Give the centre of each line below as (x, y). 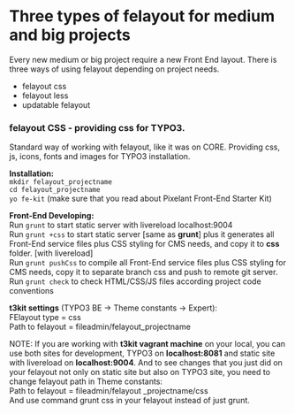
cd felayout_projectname (55, 190)
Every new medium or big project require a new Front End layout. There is (143, 59)
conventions (32, 291)
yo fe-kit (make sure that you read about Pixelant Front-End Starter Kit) (140, 199)
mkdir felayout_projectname (61, 182)
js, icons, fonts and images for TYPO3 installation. (100, 157)
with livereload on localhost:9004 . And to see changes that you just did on (146, 363)
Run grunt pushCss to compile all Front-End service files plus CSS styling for (148, 263)
